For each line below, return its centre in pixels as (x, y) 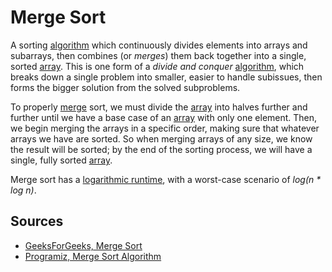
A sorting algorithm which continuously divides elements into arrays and (159, 45)
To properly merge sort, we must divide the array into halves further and (159, 107)
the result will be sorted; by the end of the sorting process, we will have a (161, 149)
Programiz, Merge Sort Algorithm (93, 256)
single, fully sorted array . (61, 160)
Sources (37, 221)
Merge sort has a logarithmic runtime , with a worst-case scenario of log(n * (166, 179)
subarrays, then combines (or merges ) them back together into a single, (158, 55)
